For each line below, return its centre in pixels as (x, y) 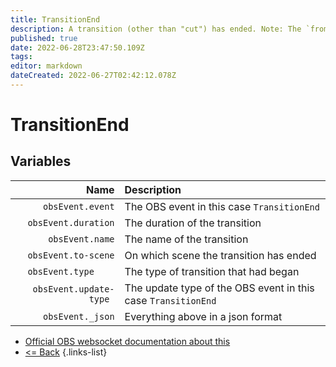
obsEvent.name (81, 239)
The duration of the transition (193, 223)
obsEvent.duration (71, 222)
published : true (44, 38)
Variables (41, 161)
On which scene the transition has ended (220, 255)
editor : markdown (46, 66)
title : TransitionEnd (55, 19)
